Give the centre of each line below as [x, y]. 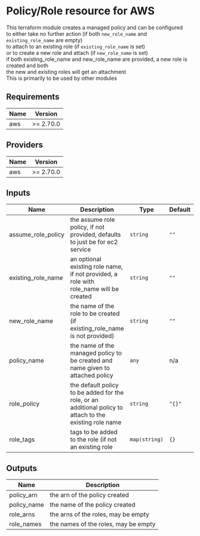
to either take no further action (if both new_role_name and [76, 33]
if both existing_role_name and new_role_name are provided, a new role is [97, 59]
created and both [27, 65]
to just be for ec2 [94, 242]
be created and [91, 361]
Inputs [18, 193]
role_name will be [94, 289]
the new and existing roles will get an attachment [66, 72]
